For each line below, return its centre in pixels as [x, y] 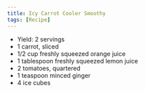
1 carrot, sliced [38, 46]
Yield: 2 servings [41, 39]
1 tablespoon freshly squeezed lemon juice [78, 61]
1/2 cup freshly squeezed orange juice [71, 53]
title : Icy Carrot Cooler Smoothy [57, 13]
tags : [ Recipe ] [29, 20]
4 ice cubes [34, 82]
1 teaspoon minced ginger [54, 75]
